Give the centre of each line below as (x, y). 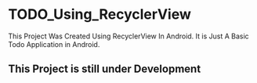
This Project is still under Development (105, 69)
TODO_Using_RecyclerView (100, 14)
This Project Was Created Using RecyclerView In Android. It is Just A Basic (128, 36)
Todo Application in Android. (54, 44)
